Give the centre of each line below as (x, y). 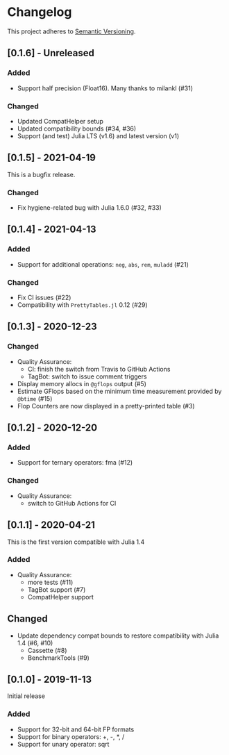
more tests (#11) (50, 582)
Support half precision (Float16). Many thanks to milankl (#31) (105, 88)
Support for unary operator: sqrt (63, 744)
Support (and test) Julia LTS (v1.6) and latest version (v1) (98, 135)
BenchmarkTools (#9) (59, 658)
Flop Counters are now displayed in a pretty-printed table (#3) (106, 406)
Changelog (40, 12)
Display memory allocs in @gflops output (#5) (82, 383)
